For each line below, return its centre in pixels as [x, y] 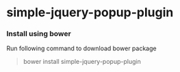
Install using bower [39, 34]
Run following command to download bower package [81, 48]
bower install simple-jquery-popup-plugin [82, 62]
